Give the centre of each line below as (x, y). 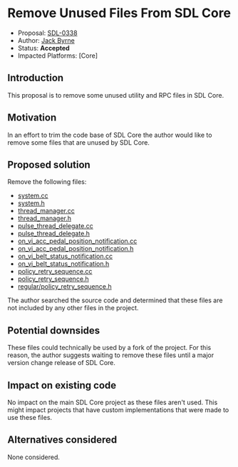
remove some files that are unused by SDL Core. (78, 142)
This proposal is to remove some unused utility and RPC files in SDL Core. (116, 95)
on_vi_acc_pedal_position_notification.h (76, 249)
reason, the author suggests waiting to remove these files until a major (111, 355)
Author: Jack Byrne (46, 40)
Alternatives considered (62, 440)
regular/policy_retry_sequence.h (64, 287)
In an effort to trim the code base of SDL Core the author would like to (110, 135)
